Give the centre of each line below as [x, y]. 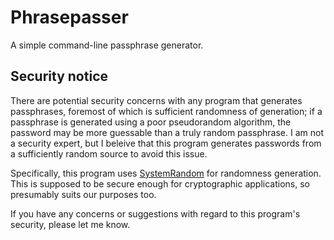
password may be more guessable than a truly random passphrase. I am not [167, 132]
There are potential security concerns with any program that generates [156, 100]
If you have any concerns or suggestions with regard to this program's [155, 213]
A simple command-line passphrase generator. [107, 45]
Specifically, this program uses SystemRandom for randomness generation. [166, 173]
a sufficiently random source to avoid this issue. [109, 153]
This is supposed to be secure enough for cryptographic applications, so [160, 183]
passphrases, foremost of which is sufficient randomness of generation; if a [166, 111]
